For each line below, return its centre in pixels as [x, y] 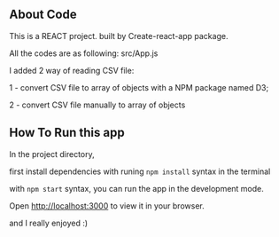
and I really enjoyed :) [49, 223]
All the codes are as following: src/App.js [84, 53]
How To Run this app [67, 133]
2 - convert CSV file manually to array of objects [97, 105]
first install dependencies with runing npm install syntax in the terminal [140, 171]
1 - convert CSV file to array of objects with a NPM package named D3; [139, 87]
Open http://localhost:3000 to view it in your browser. [107, 205]
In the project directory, [52, 154]
